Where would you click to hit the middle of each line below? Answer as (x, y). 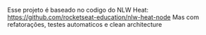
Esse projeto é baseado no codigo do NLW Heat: (78, 10)
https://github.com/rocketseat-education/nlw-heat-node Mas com (103, 17)
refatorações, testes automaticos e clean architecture (85, 24)
